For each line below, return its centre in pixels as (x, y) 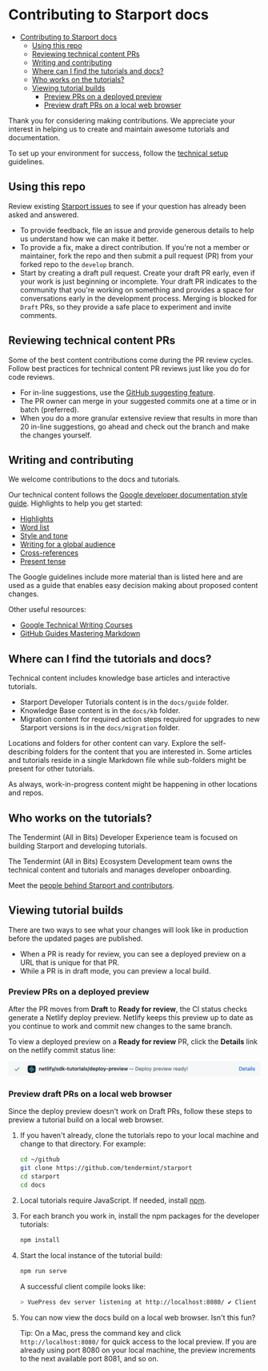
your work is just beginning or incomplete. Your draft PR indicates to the (138, 281)
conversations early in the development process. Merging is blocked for (138, 298)
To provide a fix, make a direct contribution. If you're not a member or (135, 247)
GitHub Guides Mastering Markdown (80, 634)
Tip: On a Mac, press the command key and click (100, 1333)
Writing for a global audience (68, 544)
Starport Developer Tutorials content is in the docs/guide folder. (124, 702)
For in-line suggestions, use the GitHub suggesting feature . (118, 392)
